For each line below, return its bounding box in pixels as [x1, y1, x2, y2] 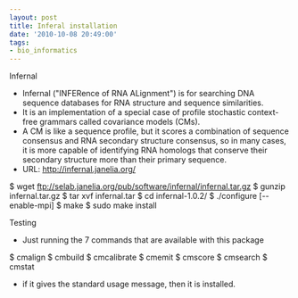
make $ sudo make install [63, 200, 158, 211]
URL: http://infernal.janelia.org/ [21, 164, 137, 175]
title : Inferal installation [9, 21, 118, 30]
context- [247, 107, 279, 118]
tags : [9, 37, 29, 47]
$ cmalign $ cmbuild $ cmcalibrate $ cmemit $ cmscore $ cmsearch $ [9, 252, 268, 263]
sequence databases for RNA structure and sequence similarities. [21, 97, 264, 108]
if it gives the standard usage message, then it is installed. [21, 278, 236, 290]
